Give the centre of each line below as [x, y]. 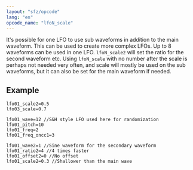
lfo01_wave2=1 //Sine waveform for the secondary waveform [81, 146]
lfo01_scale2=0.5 [28, 104]
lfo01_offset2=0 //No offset [42, 156]
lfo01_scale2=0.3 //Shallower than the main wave [69, 162]
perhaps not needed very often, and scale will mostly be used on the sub [96, 65]
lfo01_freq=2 [22, 130]
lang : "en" [20, 17]
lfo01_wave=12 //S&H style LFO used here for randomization [83, 120]
